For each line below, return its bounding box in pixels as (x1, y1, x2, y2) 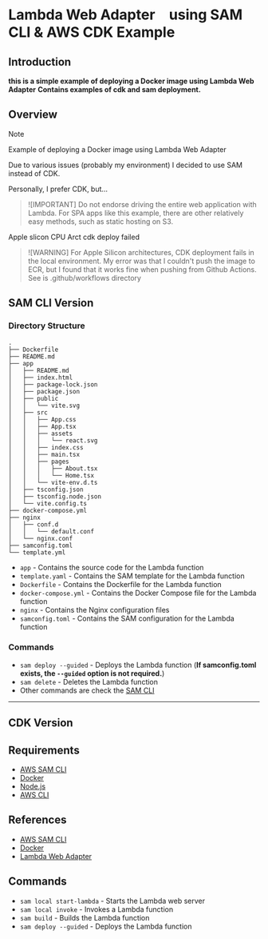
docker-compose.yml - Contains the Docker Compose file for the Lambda (19, 588, 257, 597)
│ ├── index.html (8, 374, 73, 382)
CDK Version (8, 716, 73, 730)
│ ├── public (8, 394, 59, 402)
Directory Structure (8, 320, 85, 331)
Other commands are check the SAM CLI (19, 685, 155, 695)
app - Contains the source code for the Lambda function (19, 562, 204, 572)
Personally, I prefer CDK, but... (8, 184, 108, 194)
